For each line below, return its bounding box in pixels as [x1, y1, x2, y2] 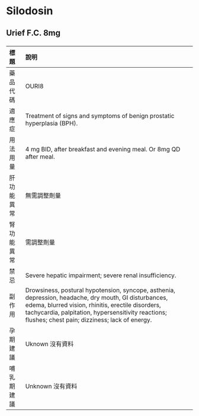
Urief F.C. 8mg [6, 28, 61, 38]
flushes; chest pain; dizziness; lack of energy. [25, 316, 152, 324]
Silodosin [6, 4, 53, 18]
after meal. [25, 153, 55, 161]
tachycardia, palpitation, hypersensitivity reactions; [25, 308, 167, 316]
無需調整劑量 [25, 191, 61, 199]
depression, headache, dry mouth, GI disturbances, [25, 293, 168, 301]
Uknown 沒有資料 [25, 339, 74, 348]
